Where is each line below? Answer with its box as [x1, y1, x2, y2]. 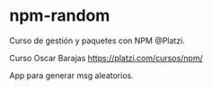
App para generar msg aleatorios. [9, 69, 134, 81]
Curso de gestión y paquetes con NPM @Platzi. [9, 35, 186, 46]
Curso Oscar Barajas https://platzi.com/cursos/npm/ [9, 52, 204, 63]
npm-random [9, 5, 110, 26]
